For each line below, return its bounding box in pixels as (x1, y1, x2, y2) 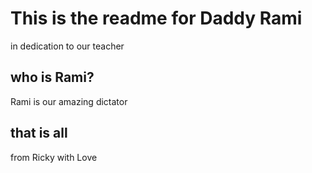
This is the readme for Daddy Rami (10, 7, 303, 30)
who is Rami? (10, 69, 95, 86)
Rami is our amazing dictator (10, 95, 128, 107)
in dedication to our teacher (10, 40, 125, 52)
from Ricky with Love (10, 151, 98, 163)
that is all (10, 125, 68, 142)
